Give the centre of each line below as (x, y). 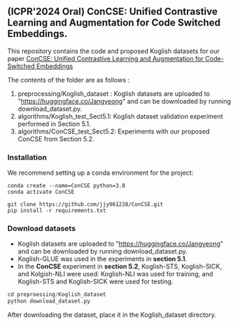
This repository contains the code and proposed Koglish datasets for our (114, 51)
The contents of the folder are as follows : (69, 80)
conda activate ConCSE (41, 192)
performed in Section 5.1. (54, 124)
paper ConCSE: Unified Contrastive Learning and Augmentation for (106, 58)
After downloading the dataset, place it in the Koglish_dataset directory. (112, 315)
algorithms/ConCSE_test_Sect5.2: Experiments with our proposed (114, 131)
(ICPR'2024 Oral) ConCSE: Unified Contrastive (113, 12)
